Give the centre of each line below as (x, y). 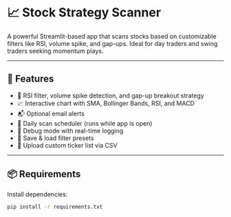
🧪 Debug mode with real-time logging (70, 130)
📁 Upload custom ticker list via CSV (67, 145)
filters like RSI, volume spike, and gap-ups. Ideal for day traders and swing (112, 43)
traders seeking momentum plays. (55, 51)
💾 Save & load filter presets (55, 138)
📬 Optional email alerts (51, 113)
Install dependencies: (37, 194)
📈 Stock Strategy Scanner (84, 13)
